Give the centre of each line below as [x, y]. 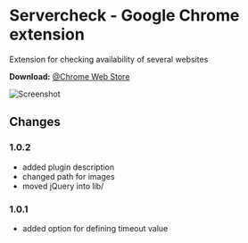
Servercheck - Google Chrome [124, 16]
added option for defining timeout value [95, 228]
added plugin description [68, 167]
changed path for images [68, 176]
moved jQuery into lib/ [63, 186]
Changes [35, 122]
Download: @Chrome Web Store [70, 76]
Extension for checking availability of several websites [109, 59]
